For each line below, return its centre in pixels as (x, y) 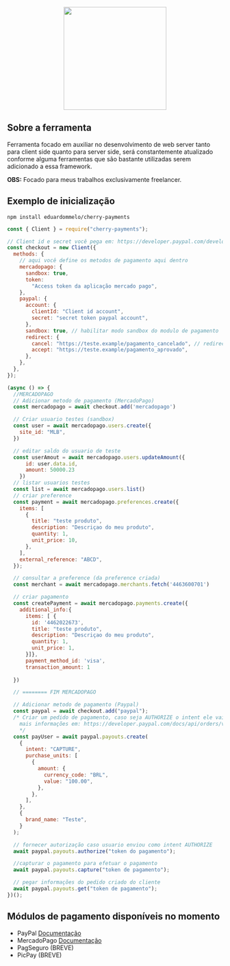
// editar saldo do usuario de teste (67, 451)
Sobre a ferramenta (49, 128)
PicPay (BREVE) (39, 955)
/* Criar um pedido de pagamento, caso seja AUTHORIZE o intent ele (113, 717)
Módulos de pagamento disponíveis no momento (114, 917)
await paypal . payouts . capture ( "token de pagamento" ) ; (91, 870)
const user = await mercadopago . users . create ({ (82, 426)
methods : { (29, 254)
